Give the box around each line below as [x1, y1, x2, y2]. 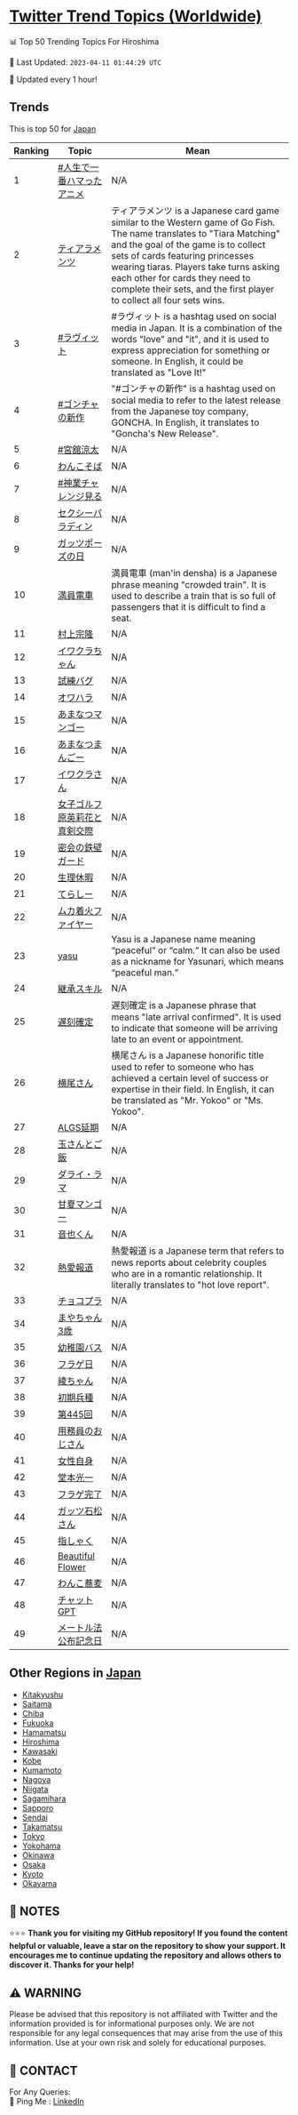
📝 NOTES [9, 1903, 60, 1919]
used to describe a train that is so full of [110, 589, 277, 602]
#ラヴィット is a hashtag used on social [110, 309, 277, 322]
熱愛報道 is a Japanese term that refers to [110, 1245, 285, 1257]
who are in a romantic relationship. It [110, 1267, 263, 1279]
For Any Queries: [9, 2087, 71, 2097]
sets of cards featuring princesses [110, 249, 255, 261]
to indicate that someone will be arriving [110, 1021, 278, 1034]
